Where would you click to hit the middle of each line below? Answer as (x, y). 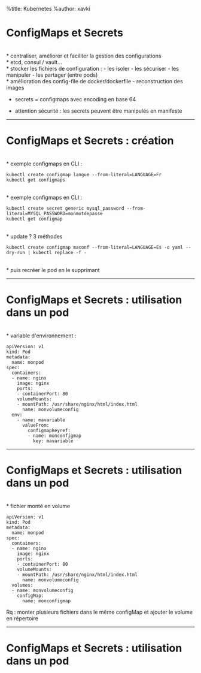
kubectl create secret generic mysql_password (65, 208)
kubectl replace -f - (60, 252)
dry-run (16, 252)
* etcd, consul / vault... (34, 62)
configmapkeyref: (49, 430)
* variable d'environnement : (41, 336)
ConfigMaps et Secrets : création (90, 141)
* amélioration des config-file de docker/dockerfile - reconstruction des (95, 81)
